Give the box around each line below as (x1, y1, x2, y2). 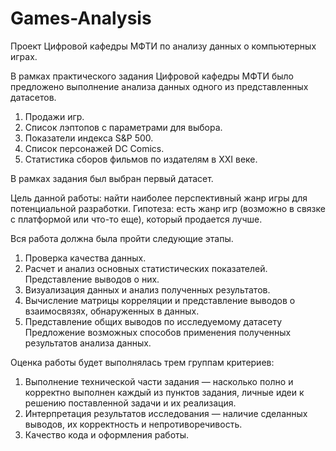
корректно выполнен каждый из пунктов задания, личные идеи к (24, 386, 305, 398)
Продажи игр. (24, 110, 85, 122)
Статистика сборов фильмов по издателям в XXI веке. (24, 153, 258, 165)
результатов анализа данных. (24, 337, 152, 349)
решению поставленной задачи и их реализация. (24, 397, 237, 409)
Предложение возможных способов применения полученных (24, 326, 292, 338)
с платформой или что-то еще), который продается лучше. (10, 213, 263, 225)
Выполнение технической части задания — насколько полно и (24, 375, 294, 387)
